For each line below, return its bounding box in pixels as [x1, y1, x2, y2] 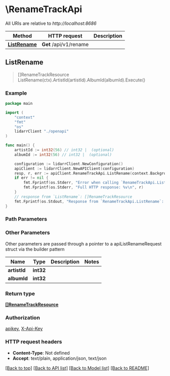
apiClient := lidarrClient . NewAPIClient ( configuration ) [14, 166, 135, 171]
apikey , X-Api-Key [5, 325, 43, 332]
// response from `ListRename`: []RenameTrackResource [14, 194, 133, 199]
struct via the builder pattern [5, 246, 65, 252]
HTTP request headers [5, 338, 62, 345]
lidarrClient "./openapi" [14, 129, 69, 134]
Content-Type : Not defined [12, 350, 70, 356]
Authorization [5, 314, 40, 321]
